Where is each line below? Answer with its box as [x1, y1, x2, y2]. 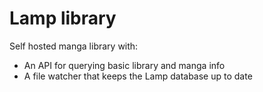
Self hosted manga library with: [9, 40, 139, 52]
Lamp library [9, 7, 117, 30]
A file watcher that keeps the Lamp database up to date [23, 70, 253, 82]
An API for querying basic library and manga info [23, 59, 226, 71]
